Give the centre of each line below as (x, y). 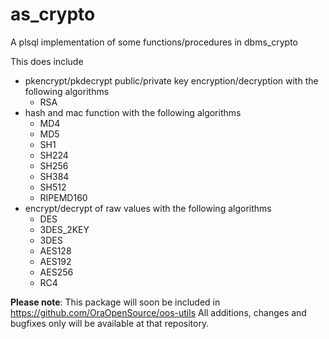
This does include (47, 61)
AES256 (56, 272)
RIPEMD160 (63, 197)
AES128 (55, 250)
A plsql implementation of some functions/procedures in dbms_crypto (154, 42)
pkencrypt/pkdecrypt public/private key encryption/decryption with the (171, 80)
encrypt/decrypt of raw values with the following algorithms (148, 208)
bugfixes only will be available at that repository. (110, 323)
